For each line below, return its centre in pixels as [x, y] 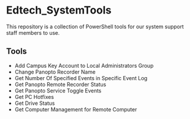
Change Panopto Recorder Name [55, 72]
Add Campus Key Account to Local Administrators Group [84, 65]
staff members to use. [33, 32]
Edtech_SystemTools [59, 10]
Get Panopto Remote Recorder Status [60, 84]
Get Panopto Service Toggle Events [58, 90]
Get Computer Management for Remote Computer [76, 109]
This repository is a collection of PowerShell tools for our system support [95, 27]
